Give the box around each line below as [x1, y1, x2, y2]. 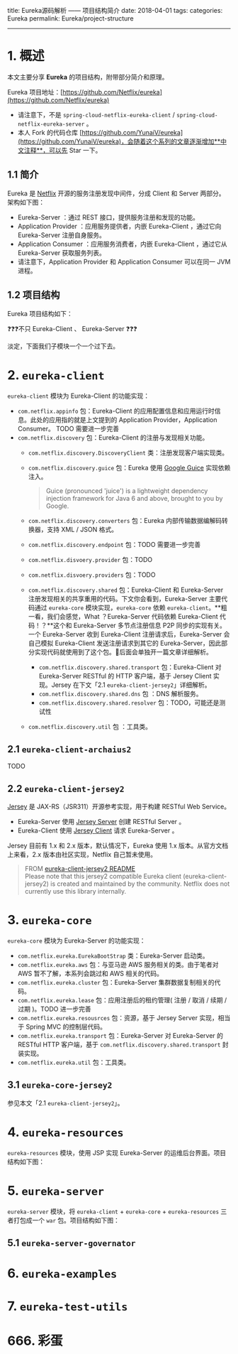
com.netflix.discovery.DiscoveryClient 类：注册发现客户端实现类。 [28, 448, 229, 457]
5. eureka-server [7, 1183, 105, 1198]
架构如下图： [7, 197, 45, 206]
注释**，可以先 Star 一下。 [23, 146, 102, 154]
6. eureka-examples [7, 1265, 118, 1282]
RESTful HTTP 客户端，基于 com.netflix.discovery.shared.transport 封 [17, 1040, 229, 1049]
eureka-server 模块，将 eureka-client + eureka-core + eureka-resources [7, 1207, 220, 1215]
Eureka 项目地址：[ [7, 87, 63, 96]
